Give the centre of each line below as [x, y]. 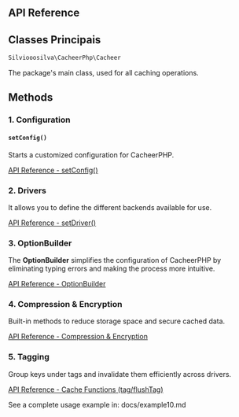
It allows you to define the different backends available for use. [110, 207]
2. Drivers [28, 190]
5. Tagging [29, 357]
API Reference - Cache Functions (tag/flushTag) [86, 389]
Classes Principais [55, 40]
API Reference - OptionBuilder [57, 284]
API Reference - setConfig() [53, 170]
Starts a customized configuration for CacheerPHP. [91, 155]
